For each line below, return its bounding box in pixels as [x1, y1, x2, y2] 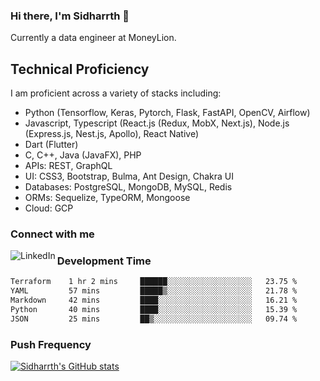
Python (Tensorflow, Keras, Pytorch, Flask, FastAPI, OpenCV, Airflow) [24, 107, 311, 119]
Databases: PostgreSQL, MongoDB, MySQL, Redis [24, 181, 233, 193]
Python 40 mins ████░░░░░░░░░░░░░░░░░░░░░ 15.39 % [10, 304, 298, 314]
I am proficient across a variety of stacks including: [10, 87, 222, 99]
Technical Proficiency [10, 60, 150, 78]
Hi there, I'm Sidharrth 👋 [10, 9, 130, 23]
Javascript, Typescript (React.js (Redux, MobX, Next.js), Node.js [24, 117, 290, 129]
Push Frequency [10, 337, 92, 351]
